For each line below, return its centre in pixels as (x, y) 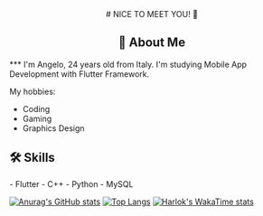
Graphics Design (53, 128)
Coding (36, 108)
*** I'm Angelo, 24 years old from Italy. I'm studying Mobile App (128, 64)
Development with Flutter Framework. (80, 74)
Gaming (37, 118)
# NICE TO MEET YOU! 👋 (152, 14)
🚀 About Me (152, 43)
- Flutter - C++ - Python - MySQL (71, 183)
